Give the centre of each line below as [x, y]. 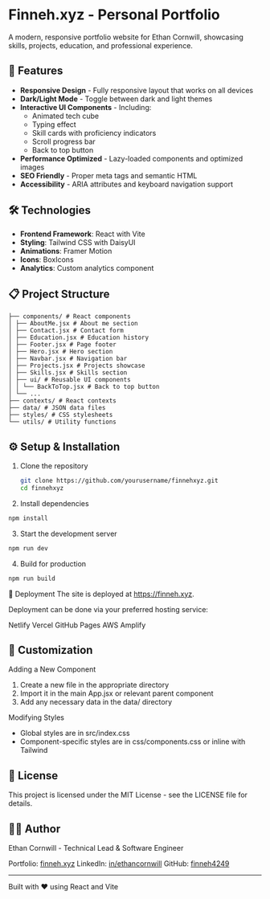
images [32, 167]
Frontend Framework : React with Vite [83, 234]
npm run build [32, 578]
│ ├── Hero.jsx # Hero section [61, 352]
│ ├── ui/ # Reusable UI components [70, 380]
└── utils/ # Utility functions [62, 422]
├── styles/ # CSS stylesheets [61, 415]
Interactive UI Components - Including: [86, 107]
